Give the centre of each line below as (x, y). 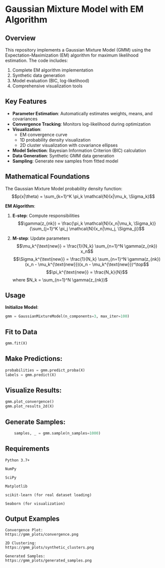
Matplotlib (16, 486)
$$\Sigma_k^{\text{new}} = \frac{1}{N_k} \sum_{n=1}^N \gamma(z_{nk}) (87, 259)
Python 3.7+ (17, 460)
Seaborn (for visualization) (35, 503)
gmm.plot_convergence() (30, 402)
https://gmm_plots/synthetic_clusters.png (50, 548)
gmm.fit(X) (16, 344)
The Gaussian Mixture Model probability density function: (64, 188)
